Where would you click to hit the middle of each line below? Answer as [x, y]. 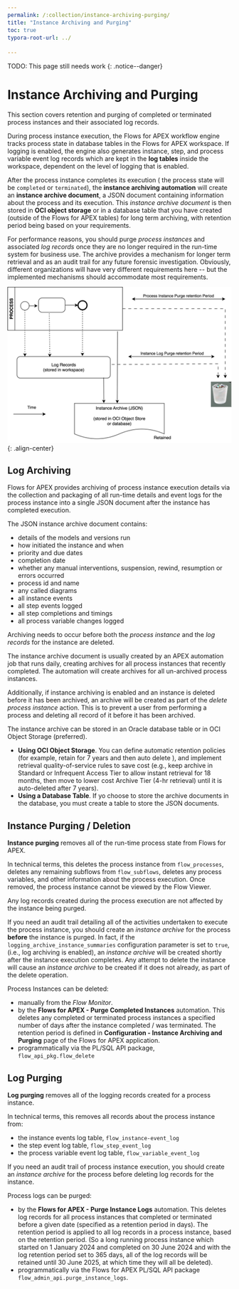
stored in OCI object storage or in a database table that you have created [115, 211]
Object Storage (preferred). [47, 737]
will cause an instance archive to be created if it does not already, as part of [119, 967]
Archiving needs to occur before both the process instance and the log [111, 635]
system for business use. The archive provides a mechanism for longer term [119, 254]
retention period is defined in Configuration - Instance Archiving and [120, 1033]
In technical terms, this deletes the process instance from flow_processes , [116, 864]
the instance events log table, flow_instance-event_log [98, 1137]
